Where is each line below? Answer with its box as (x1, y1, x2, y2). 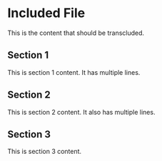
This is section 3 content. (7, 147, 82, 156)
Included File (7, 5, 86, 21)
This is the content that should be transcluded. (7, 28, 145, 37)
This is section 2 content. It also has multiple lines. (7, 108, 156, 116)
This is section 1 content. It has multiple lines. (7, 68, 141, 76)
